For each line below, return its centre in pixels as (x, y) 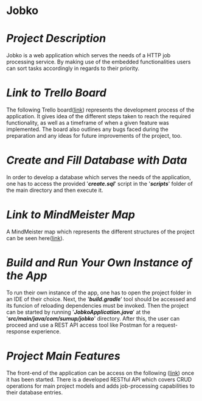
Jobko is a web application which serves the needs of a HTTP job (89, 55)
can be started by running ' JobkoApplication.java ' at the (78, 312)
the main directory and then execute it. (55, 190)
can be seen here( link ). (35, 238)
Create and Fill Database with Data (97, 161)
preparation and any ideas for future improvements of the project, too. (94, 136)
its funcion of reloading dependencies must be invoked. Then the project (98, 305)
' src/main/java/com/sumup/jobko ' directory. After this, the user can (93, 318)
